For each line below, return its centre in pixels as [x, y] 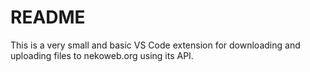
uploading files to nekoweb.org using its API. [102, 55]
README [48, 17]
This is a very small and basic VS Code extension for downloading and [155, 45]
